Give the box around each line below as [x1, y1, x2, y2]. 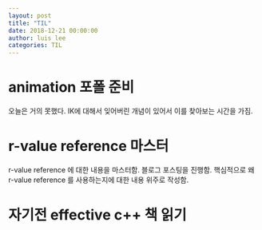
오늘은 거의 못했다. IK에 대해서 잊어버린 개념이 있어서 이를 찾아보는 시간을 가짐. [8, 106, 253, 116]
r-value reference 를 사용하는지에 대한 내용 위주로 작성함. [8, 175, 189, 184]
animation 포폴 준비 [8, 78, 134, 97]
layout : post [8, 11, 52, 20]
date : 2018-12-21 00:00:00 [8, 26, 98, 34]
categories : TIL [8, 42, 62, 50]
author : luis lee [8, 34, 66, 42]
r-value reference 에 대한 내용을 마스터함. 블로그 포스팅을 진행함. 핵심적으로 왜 [8, 165, 255, 174]
